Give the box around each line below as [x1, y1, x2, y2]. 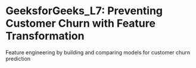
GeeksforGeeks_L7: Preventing [5, 4, 163, 18]
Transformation [5, 30, 85, 43]
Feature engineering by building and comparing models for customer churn [5, 48, 191, 56]
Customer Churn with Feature [5, 17, 156, 30]
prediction [5, 55, 31, 62]
